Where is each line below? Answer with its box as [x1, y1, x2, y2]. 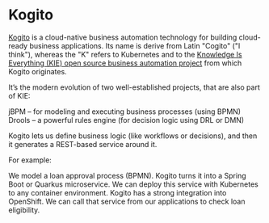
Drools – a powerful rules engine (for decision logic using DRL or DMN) [8, 115, 245, 124]
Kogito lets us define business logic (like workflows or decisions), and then [8, 131, 258, 141]
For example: [8, 155, 53, 165]
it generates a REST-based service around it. [8, 139, 158, 149]
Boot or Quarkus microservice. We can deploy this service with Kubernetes [8, 179, 258, 189]
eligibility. [8, 204, 40, 215]
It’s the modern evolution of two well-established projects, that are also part [8, 82, 261, 92]
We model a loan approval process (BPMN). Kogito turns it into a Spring [8, 170, 246, 180]
